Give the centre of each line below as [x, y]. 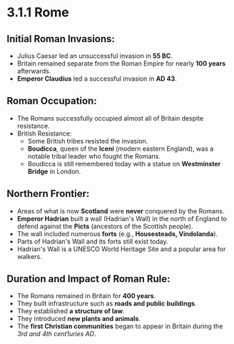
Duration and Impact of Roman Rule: [88, 279]
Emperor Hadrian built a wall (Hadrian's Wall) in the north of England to [122, 218]
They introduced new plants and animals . [78, 319]
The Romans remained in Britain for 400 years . [86, 296]
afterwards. [34, 71]
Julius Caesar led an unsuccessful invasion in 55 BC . [95, 56]
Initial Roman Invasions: [61, 39]
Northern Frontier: [48, 194]
